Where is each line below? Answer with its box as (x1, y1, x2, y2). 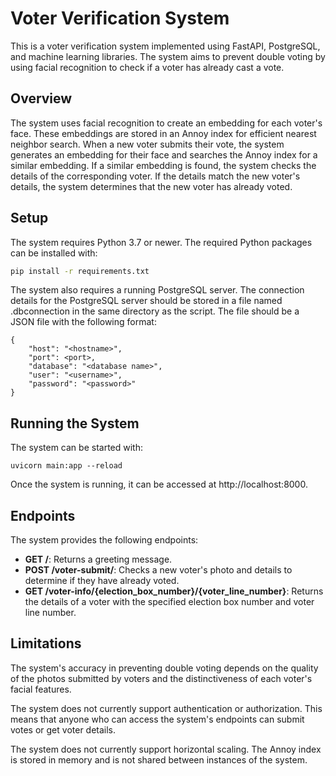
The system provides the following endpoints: (10, 534, 199, 546)
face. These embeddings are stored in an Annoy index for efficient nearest (10, 127, 317, 139)
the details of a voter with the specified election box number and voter (24, 596, 315, 608)
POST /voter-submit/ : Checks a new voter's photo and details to (24, 564, 293, 576)
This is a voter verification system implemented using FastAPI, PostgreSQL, (10, 40, 321, 52)
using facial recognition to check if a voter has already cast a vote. (10, 61, 285, 73)
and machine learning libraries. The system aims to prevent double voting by (10, 50, 326, 62)
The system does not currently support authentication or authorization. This (10, 702, 323, 714)
